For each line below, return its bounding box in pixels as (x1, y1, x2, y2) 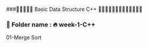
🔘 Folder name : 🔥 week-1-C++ (6, 20, 96, 29)
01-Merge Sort (6, 34, 41, 41)
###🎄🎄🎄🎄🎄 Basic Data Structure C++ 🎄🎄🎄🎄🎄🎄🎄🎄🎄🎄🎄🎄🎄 (6, 6, 143, 12)
